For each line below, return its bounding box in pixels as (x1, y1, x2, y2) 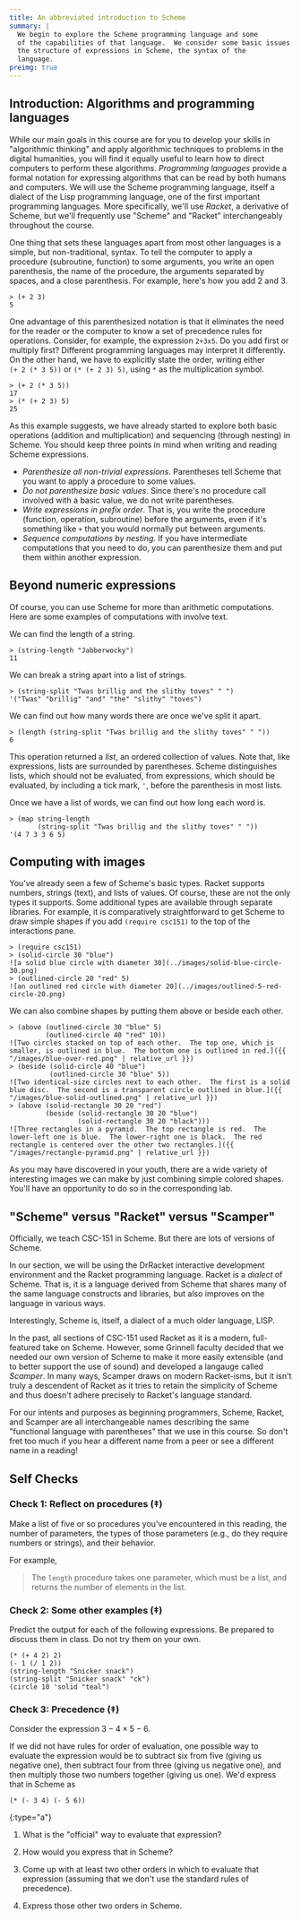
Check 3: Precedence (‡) (9, 1703, 120, 1716)
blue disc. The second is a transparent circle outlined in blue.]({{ (9, 1086, 282, 1095)
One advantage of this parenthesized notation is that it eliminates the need (9, 315, 285, 327)
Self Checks (9, 1471, 79, 1486)
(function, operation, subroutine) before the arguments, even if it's (21, 513, 267, 524)
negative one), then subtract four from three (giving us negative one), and (9, 1760, 282, 1770)
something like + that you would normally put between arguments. (21, 523, 266, 534)
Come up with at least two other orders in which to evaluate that (21, 1864, 260, 1875)
